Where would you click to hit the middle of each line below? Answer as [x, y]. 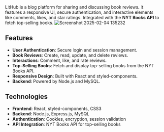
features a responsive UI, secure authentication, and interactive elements [79, 12]
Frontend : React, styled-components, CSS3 [57, 108]
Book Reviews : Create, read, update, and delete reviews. [70, 55]
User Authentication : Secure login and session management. [75, 50]
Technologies [27, 97]
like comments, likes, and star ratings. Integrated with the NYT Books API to [82, 17]
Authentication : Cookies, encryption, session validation [69, 119]
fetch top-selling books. [29, 23]
